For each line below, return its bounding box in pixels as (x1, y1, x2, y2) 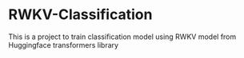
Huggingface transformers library (8, 40, 118, 49)
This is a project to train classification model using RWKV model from (8, 32, 237, 41)
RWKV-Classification (8, 6, 153, 24)
